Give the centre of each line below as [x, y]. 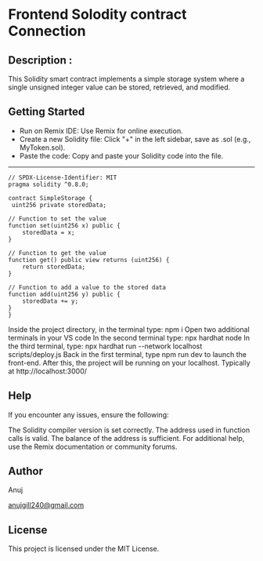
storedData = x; [49, 232]
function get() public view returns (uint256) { [89, 260]
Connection [47, 31]
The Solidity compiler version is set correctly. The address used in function [129, 430]
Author [25, 471]
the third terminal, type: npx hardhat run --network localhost [105, 346]
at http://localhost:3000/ [48, 371]
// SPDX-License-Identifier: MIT [63, 177]
